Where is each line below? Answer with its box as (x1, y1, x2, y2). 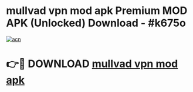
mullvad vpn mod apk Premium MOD (6, 4, 188, 17)
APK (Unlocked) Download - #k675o (6, 16, 186, 30)
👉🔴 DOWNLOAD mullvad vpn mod (6, 57, 178, 70)
